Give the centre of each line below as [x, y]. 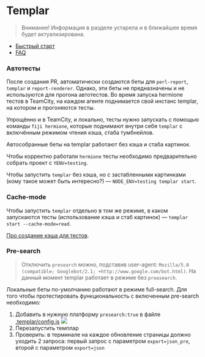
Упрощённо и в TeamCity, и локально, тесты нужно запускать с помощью [103, 119]
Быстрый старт [35, 46]
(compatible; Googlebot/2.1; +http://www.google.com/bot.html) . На [109, 271]
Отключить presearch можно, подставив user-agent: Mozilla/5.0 [105, 265]
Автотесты [24, 68]
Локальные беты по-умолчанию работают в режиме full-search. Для [97, 289]
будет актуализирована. [53, 34]
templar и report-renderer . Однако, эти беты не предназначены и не [95, 88]
